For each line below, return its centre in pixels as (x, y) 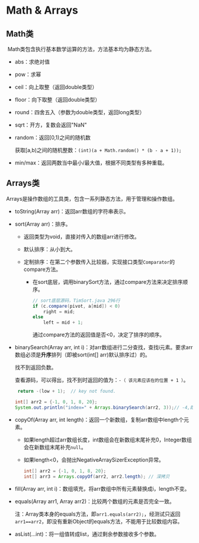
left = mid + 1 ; (63, 323)
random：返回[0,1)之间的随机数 (52, 138)
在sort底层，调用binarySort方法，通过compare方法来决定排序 (107, 282)
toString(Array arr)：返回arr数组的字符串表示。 (72, 211)
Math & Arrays (42, 10)
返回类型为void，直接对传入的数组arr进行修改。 (82, 236)
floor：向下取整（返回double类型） (57, 100)
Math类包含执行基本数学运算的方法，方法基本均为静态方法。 (81, 49)
